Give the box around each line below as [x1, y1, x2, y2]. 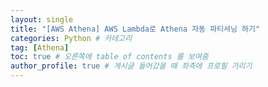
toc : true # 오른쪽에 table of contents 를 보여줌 [10, 52, 209, 62]
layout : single [10, 14, 74, 25]
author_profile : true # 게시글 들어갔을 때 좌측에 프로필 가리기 [10, 61, 253, 71]
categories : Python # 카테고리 [10, 33, 133, 43]
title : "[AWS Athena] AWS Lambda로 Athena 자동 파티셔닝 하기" [10, 24, 261, 34]
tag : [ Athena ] [10, 42, 70, 53]
